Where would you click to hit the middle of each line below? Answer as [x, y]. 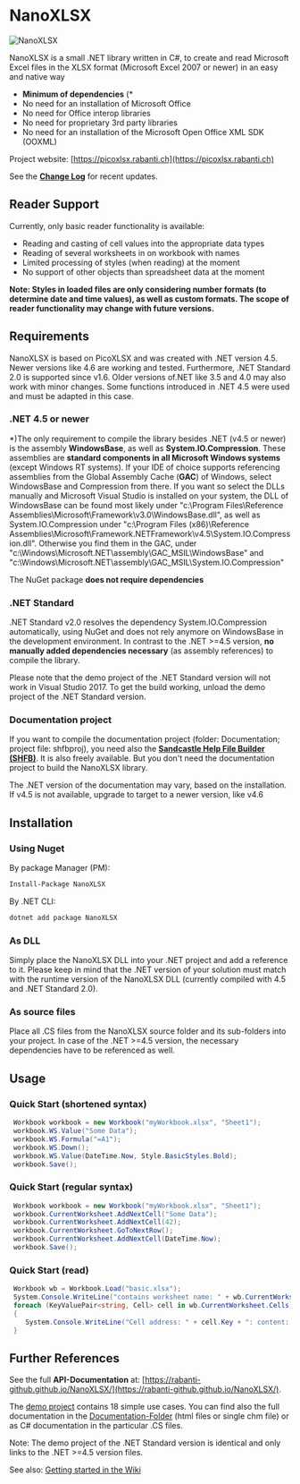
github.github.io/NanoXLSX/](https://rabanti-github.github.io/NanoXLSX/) [144, 1389]
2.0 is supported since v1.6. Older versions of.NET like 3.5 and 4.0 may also [148, 377]
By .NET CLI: [33, 901]
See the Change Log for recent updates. [83, 176]
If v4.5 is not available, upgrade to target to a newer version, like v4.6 [137, 795]
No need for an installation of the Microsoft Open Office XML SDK [143, 132]
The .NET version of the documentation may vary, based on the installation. [148, 785]
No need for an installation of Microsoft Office [107, 103]
